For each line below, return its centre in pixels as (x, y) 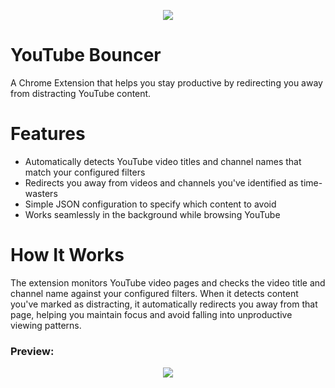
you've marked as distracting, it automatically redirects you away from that (164, 304)
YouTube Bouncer (86, 55)
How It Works (67, 255)
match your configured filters (85, 172)
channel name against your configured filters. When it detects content (154, 293)
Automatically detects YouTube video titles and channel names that (163, 161)
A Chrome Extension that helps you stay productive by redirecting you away (166, 82)
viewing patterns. (46, 325)
